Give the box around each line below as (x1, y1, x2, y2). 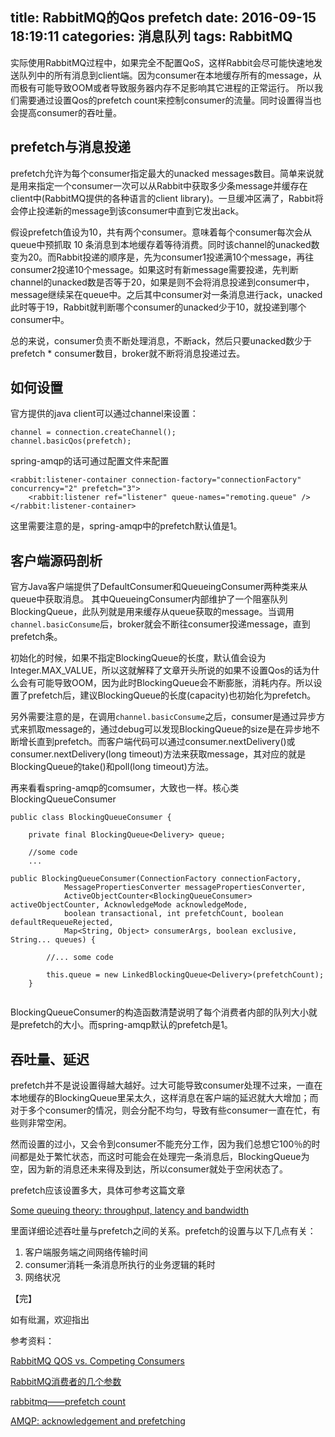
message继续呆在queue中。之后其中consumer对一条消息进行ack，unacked (10, 288, 323, 300)
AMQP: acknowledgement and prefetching (10, 1415, 186, 1427)
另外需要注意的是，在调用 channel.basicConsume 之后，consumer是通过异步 (10, 711, 317, 723)
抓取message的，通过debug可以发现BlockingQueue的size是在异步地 (27, 723, 312, 735)
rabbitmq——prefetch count (10, 1396, 126, 1408)
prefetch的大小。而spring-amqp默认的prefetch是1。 (18, 1019, 233, 1031)
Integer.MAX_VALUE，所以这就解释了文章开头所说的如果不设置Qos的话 (10, 664, 303, 677)
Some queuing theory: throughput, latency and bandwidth (10, 1204, 249, 1217)
